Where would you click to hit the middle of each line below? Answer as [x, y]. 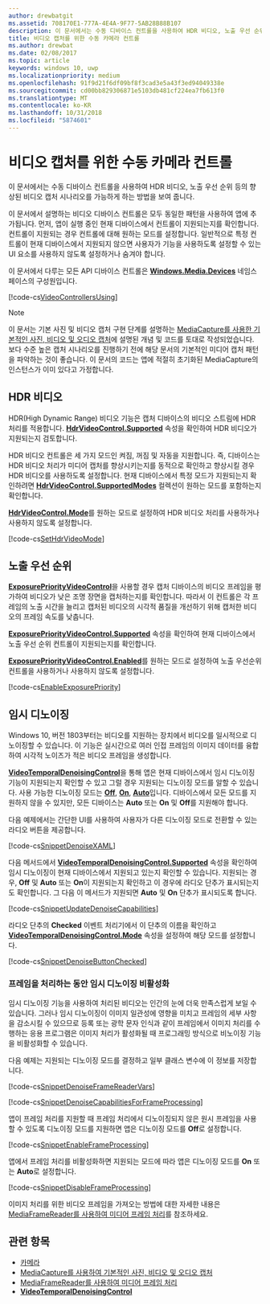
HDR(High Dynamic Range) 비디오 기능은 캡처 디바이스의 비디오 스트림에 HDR [132, 418]
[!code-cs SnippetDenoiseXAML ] [62, 846]
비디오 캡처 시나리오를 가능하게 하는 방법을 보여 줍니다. [109, 196]
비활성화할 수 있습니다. [52, 1043]
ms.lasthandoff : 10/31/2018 [55, 113]
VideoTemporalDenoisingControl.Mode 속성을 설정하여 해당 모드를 [118, 935]
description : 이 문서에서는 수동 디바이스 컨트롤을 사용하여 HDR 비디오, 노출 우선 [129, 31]
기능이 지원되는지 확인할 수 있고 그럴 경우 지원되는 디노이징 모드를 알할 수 [123, 783]
